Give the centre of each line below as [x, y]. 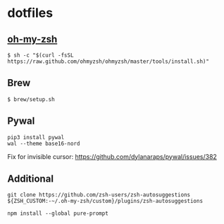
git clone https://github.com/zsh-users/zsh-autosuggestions [99, 195]
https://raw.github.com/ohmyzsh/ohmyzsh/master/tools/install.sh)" [108, 61]
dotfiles [30, 13]
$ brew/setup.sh [31, 99]
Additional [31, 179]
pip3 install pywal [36, 137]
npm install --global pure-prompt [58, 213]
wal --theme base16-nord [44, 143]
